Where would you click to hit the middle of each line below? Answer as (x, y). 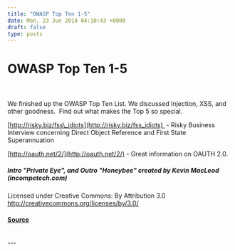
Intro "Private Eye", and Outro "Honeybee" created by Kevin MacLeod (113, 170)
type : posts (25, 34)
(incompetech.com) (37, 178)
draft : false (27, 27)
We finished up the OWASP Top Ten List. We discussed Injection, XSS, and (117, 104)
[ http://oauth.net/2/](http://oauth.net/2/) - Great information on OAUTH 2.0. (118, 154)
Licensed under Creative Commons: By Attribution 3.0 (87, 196)
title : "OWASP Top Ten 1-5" (49, 14)
